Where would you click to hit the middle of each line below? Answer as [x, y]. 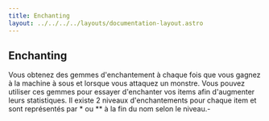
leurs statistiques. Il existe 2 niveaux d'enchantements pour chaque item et [132, 100]
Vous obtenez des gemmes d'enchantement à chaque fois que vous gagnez [134, 75]
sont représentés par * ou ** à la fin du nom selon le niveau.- [110, 109]
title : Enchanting [39, 16]
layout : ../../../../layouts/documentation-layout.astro [106, 23]
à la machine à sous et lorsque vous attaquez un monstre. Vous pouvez [127, 83]
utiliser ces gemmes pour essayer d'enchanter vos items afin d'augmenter [132, 92]
